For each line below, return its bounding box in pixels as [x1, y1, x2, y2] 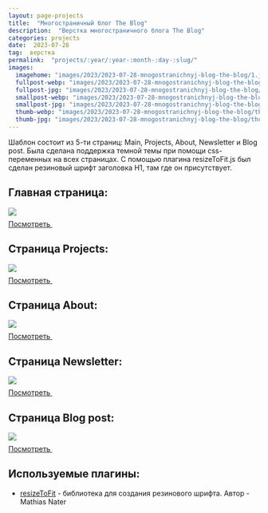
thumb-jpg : [15, 116, 52, 124]
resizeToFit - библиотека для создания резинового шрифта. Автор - [19, 488, 250, 498]
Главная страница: [8, 186, 108, 199]
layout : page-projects [8, 11, 84, 20]
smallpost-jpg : [15, 101, 66, 109]
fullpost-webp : [15, 78, 66, 86]
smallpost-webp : [15, 93, 69, 101]
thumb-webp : [15, 109, 56, 116]
